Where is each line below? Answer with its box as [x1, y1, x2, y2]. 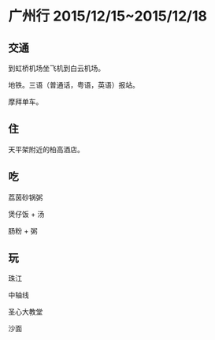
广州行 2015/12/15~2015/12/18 [8, 7, 207, 25]
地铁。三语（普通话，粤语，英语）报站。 [8, 80, 139, 89]
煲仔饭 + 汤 [8, 209, 45, 219]
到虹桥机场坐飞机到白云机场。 [8, 64, 105, 73]
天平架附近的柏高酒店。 [8, 144, 84, 154]
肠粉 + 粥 [8, 226, 38, 235]
